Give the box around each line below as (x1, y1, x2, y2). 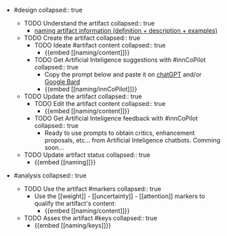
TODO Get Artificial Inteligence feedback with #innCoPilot (34, 114, 198, 122)
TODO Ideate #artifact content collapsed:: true (34, 41, 166, 49)
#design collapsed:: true (13, 6, 83, 14)
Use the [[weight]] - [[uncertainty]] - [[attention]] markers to (34, 192, 205, 200)
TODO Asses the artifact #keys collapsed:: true (23, 214, 158, 222)
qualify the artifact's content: (34, 200, 117, 207)
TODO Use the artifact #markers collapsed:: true (23, 185, 162, 193)
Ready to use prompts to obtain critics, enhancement (44, 129, 195, 137)
